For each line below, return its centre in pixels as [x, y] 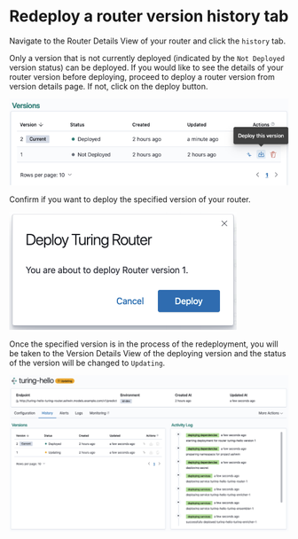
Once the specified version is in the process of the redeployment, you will [144, 344]
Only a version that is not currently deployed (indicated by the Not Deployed [147, 58]
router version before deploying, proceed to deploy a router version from [142, 76]
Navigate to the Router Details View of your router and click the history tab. [148, 41]
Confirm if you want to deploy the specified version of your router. [130, 199]
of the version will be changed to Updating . [87, 363]
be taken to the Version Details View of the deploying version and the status [148, 354]
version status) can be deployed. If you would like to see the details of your [146, 67]
